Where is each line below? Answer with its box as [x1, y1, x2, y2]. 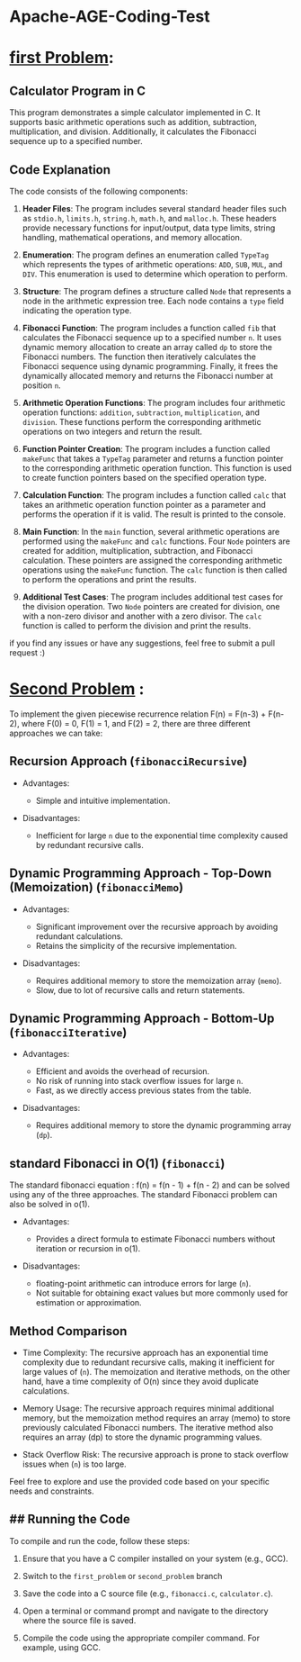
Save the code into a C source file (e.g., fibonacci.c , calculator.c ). [22, 1587, 274, 1599]
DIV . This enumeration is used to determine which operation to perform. [22, 268, 288, 279]
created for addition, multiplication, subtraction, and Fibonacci [22, 546, 253, 556]
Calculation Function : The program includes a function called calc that [22, 490, 287, 501]
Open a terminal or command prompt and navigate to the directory [22, 1605, 269, 1616]
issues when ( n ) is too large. [22, 1459, 128, 1469]
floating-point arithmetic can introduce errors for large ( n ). [35, 1278, 252, 1289]
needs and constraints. [9, 1486, 94, 1496]
